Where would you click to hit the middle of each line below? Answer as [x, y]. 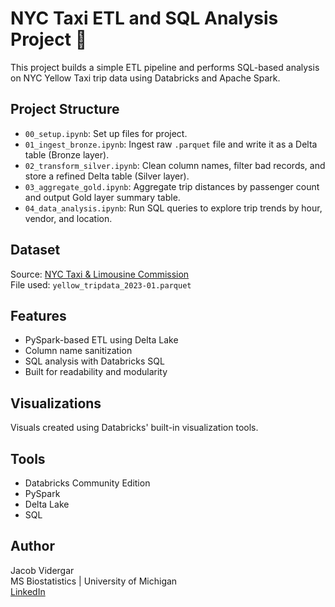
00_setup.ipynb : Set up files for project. [106, 133]
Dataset [35, 250]
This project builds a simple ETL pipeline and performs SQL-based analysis [165, 67]
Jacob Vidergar [42, 570]
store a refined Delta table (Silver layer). [107, 176]
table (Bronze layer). [67, 154]
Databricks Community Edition [87, 483]
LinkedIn [28, 591]
